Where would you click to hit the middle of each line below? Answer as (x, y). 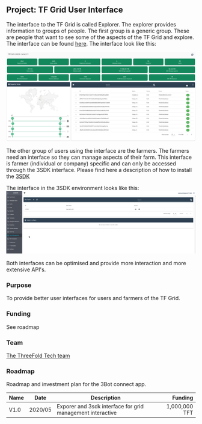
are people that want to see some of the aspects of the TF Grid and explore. (100, 37)
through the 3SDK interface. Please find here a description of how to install (99, 170)
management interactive (87, 413)
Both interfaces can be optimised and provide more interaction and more (96, 263)
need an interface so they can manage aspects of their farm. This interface (99, 157)
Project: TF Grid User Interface (65, 10)
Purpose (19, 285)
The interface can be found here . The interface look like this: (81, 43)
